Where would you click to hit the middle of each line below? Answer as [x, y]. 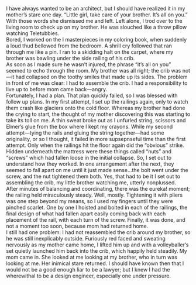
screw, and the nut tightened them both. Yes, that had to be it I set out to [93, 176]
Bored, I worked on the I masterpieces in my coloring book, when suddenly [97, 40]
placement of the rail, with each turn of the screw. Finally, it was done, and [96, 220]
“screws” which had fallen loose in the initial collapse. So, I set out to [89, 158]
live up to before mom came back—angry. [57, 89]
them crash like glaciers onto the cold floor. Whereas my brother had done [96, 108]
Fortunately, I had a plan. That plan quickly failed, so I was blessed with [92, 95]
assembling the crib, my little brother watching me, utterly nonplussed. [91, 183]
